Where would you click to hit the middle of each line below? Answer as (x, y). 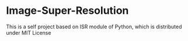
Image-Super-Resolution (67, 11)
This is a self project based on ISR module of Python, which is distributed (94, 27)
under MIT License (29, 32)
